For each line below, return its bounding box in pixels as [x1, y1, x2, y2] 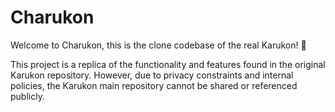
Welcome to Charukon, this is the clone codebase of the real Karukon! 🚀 [10, 39, 307, 51]
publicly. [10, 90, 45, 102]
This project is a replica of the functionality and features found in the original [10, 58, 326, 70]
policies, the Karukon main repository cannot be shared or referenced [10, 79, 298, 91]
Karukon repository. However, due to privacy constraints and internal [10, 69, 294, 81]
